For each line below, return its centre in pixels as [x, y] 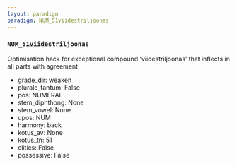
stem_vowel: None [44, 109]
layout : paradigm [33, 14]
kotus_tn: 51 [35, 140]
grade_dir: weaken [45, 80]
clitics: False [36, 147]
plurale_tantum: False [48, 87]
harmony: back [40, 125]
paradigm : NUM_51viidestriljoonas [58, 20]
